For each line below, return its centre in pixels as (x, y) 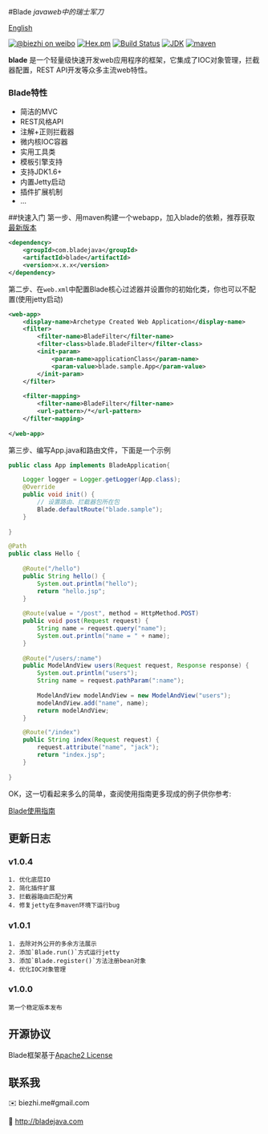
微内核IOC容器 (44, 142)
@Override (39, 487)
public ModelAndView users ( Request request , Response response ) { (136, 666)
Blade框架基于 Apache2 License (61, 1055)
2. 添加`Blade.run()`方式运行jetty (64, 952)
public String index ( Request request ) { (91, 740)
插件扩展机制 (41, 192)
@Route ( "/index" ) (52, 733)
